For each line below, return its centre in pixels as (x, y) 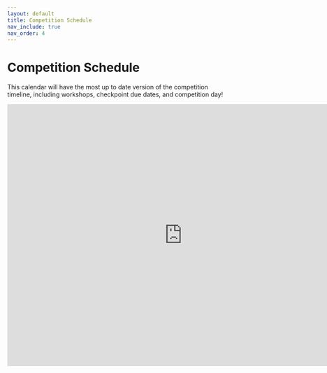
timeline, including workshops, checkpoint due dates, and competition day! (115, 94)
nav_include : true (34, 27)
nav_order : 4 (26, 33)
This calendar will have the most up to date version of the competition (108, 87)
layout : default (31, 14)
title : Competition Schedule (50, 20)
